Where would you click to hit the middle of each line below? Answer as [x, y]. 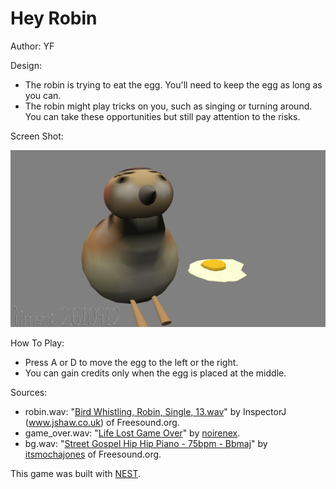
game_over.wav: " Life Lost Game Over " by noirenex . [132, 433]
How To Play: [37, 343]
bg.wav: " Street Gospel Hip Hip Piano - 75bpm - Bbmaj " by [146, 444]
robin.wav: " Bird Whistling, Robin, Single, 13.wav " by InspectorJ [155, 412]
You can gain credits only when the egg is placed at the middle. [155, 373]
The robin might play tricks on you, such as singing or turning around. [168, 106]
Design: [26, 65]
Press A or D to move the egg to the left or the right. [131, 363]
